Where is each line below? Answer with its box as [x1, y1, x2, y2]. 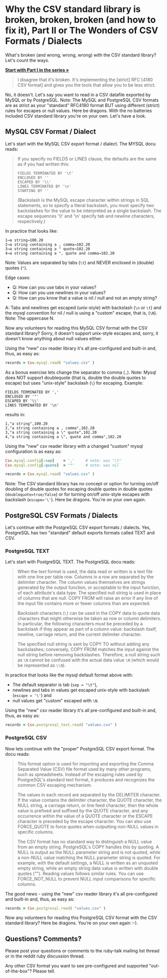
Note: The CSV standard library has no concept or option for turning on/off [5, 481, 159, 487]
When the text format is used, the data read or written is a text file [17, 569, 153, 575]
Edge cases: [5, 274, 31, 281]
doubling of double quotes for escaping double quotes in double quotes [5, 486, 153, 492]
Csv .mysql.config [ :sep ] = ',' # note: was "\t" [5, 458, 122, 463]
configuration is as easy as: [5, 448, 62, 454]
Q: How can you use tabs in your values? [12, 284, 97, 290]
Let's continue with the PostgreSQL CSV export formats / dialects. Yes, [5, 524, 151, 531]
